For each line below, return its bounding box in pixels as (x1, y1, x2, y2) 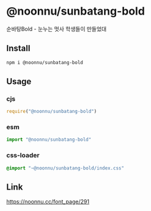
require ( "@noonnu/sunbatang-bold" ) (6, 109, 97, 115)
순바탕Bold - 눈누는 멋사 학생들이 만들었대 (6, 25, 107, 32)
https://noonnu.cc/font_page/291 (6, 198, 90, 206)
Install (6, 43, 31, 54)
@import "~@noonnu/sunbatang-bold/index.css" (6, 165, 124, 171)
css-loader (6, 151, 40, 160)
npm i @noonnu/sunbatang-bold (6, 59, 84, 65)
